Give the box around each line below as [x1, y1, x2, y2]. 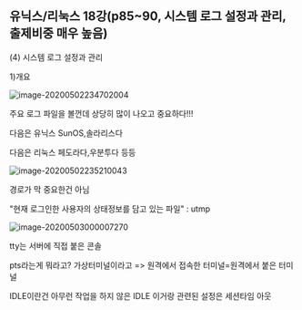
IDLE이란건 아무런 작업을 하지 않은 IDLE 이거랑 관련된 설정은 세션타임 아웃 [9, 290, 272, 301]
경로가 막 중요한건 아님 [9, 183, 90, 194]
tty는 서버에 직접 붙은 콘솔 [9, 240, 102, 251]
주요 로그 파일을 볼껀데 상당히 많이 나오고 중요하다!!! [9, 108, 194, 119]
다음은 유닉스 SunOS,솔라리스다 [9, 127, 123, 139]
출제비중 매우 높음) [9, 26, 108, 41]
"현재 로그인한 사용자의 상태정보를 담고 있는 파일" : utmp [9, 203, 211, 214]
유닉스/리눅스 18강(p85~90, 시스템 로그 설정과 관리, [9, 8, 287, 25]
